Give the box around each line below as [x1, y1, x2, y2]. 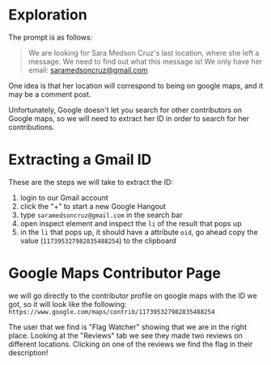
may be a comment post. [8, 89, 91, 99]
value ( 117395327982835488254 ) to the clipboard [19, 236, 176, 245]
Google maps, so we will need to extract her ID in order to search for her [8, 113, 249, 123]
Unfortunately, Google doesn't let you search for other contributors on [8, 105, 243, 115]
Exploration [8, 6, 87, 24]
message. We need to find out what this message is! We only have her [28, 57, 263, 66]
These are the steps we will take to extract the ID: [8, 177, 174, 187]
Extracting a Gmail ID [8, 151, 152, 169]
